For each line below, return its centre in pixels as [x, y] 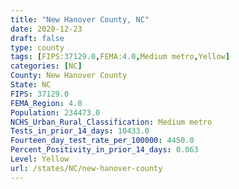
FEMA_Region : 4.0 [46, 103]
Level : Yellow [40, 159]
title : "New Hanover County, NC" [80, 19]
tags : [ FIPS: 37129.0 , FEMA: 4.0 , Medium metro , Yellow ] [120, 57]
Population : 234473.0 [55, 112]
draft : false [37, 38]
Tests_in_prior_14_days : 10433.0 [80, 131]
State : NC [31, 85]
